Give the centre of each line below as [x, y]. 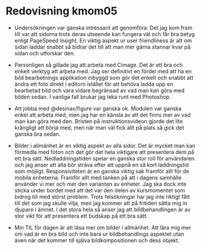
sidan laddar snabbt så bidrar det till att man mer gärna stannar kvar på [102, 47]
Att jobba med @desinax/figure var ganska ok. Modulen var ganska [98, 108]
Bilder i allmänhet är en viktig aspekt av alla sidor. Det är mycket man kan [105, 145]
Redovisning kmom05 [62, 11]
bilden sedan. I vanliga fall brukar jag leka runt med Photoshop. [92, 97]
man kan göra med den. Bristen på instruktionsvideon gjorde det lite [98, 121]
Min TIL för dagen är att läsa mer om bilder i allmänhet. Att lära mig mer [103, 227]
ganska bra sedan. [37, 134]
